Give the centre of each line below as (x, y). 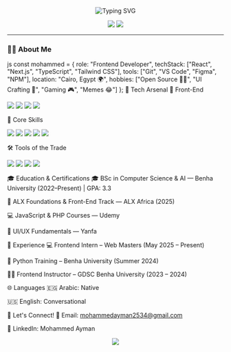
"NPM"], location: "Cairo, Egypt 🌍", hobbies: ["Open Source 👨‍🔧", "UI (104, 79)
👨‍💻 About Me (29, 49)
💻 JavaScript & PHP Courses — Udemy (64, 216)
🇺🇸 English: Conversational (47, 302)
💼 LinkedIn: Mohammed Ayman (51, 329)
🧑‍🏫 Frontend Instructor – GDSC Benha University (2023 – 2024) (97, 274)
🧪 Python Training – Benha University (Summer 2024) (83, 261)
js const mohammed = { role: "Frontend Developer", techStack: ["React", (110, 64)
